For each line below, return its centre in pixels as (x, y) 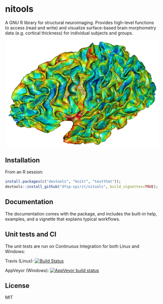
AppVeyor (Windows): (27, 270)
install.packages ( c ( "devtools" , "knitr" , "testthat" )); (63, 182)
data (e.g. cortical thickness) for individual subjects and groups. (69, 33)
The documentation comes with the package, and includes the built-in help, (81, 213)
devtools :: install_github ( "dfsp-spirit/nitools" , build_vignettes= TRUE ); (82, 187)
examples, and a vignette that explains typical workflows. (63, 219)
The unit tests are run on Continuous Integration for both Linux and (72, 246)
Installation (22, 160)
